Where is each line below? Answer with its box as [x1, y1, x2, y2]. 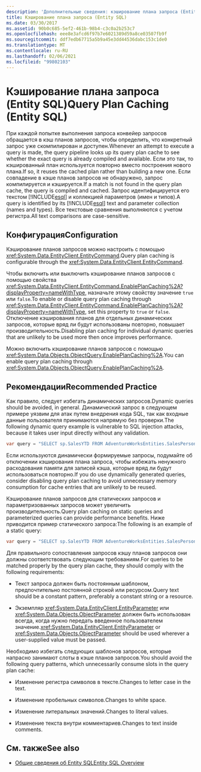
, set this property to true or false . [84, 308, 170, 315]
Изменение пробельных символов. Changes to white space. [14, 696, 166, 703]
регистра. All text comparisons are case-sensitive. [6, 212, 130, 220]
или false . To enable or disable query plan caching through [6, 296, 151, 303]
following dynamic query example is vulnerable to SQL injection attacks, [6, 423, 184, 430]
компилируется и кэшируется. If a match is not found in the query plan [6, 181, 182, 188]
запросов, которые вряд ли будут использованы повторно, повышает [6, 321, 185, 328]
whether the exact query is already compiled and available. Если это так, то [6, 155, 194, 162]
